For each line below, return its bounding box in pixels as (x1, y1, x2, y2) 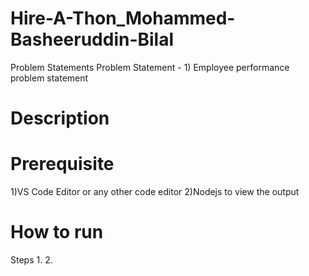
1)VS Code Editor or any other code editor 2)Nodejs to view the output (10, 186, 300, 198)
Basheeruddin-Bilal (10, 28, 175, 51)
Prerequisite (10, 153, 115, 176)
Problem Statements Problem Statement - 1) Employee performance (10, 61, 290, 73)
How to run (10, 221, 104, 244)
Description (10, 107, 110, 130)
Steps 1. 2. (10, 254, 53, 266)
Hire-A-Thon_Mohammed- (10, 7, 236, 30)
